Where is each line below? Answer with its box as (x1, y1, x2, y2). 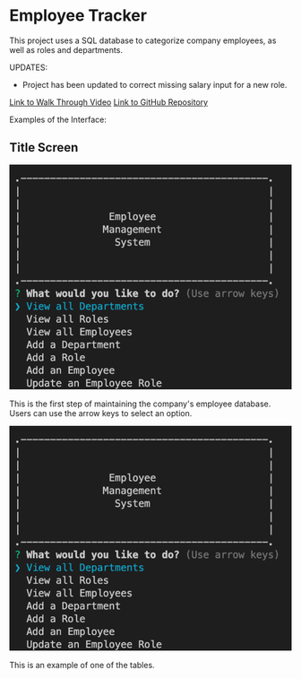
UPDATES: (9, 62, 47, 73)
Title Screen (9, 140, 79, 155)
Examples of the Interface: (9, 114, 107, 125)
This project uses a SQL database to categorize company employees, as (9, 35, 277, 46)
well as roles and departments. (9, 44, 124, 55)
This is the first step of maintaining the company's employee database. (9, 398, 271, 409)
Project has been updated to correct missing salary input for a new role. (21, 79, 288, 90)
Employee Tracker (9, 5, 148, 26)
